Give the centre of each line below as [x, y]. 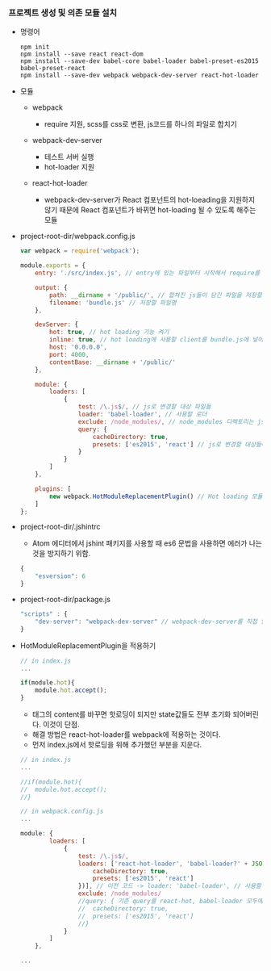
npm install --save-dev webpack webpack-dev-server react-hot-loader [140, 75]
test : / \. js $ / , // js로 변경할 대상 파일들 [144, 407]
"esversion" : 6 [60, 576]
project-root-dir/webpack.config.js [77, 236]
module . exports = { [53, 266]
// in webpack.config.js [62, 812]
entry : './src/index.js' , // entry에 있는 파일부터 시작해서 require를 [148, 273]
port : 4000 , [69, 354]
